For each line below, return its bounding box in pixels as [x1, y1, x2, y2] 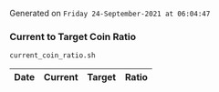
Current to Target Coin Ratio [9, 30, 137, 43]
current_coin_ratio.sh [9, 51, 96, 60]
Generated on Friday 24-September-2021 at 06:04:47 [9, 8, 211, 18]
